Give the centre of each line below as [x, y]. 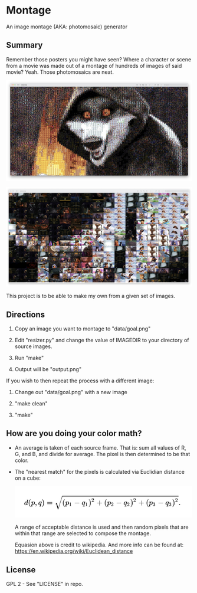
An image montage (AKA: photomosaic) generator [67, 27]
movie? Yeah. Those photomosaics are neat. [60, 72]
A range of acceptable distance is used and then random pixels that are [101, 527]
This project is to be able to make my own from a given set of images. [91, 296]
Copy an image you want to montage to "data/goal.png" [83, 329]
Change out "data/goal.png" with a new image [71, 392]
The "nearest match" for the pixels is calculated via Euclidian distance [99, 471]
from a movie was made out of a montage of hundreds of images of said [94, 65]
